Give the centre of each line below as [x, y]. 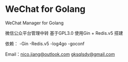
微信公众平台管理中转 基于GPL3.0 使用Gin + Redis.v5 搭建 [64, 33]
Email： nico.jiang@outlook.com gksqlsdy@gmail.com [60, 54]
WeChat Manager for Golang [34, 23]
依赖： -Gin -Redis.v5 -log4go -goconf [45, 44]
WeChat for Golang [45, 9]
